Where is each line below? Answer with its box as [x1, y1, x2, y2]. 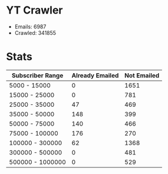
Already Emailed [71, 71, 119, 80]
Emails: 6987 [14, 23, 47, 30]
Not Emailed [124, 71, 160, 80]
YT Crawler [6, 4, 63, 17]
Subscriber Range [11, 71, 64, 80]
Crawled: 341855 [14, 29, 57, 36]
